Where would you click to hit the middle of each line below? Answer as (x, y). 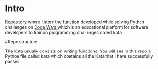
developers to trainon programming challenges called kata (63, 32)
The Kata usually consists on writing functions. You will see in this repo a (78, 51)
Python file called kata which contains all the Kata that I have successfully (79, 56)
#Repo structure (21, 41)
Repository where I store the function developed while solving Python (75, 22)
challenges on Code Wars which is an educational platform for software (77, 27)
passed (13, 61)
